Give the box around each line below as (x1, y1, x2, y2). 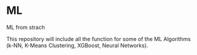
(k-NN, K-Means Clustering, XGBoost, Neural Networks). (6, 42, 148, 49)
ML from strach (6, 24, 45, 31)
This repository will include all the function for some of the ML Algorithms (6, 35, 191, 42)
